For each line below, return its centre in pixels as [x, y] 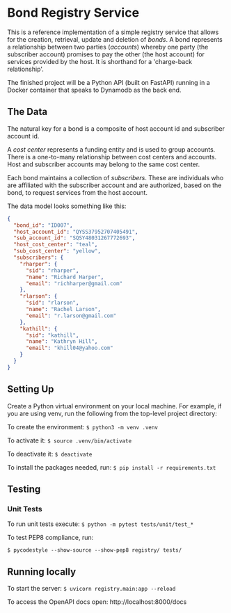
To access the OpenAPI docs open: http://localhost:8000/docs [97, 602]
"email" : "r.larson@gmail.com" [71, 316]
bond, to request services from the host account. [78, 192]
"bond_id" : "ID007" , [43, 225]
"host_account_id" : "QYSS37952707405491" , [76, 232]
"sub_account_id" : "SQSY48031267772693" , [74, 238]
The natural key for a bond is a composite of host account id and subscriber [116, 128]
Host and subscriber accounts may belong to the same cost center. [104, 164]
